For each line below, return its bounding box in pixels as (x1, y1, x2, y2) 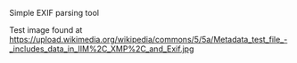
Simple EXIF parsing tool (9, 8, 100, 18)
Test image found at (9, 25, 83, 35)
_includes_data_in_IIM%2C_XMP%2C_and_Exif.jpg (9, 43, 194, 54)
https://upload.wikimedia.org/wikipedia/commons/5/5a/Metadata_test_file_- (9, 35, 288, 44)
